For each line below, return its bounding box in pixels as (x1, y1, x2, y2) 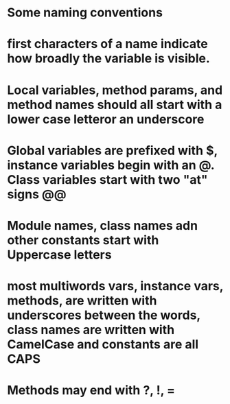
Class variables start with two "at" (7, 171, 208, 187)
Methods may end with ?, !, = (7, 383, 176, 399)
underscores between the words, (7, 307, 200, 323)
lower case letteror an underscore (7, 111, 205, 127)
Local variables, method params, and (7, 82, 223, 97)
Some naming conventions (7, 5, 163, 21)
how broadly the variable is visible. (7, 51, 211, 67)
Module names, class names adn (7, 217, 198, 233)
